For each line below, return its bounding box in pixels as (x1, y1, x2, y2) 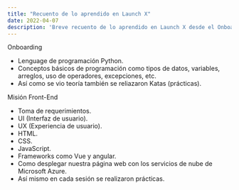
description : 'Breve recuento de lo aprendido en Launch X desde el (7, 23, 215, 30)
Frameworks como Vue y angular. (17, 152, 117, 160)
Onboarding (7, 43, 43, 52)
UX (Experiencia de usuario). (17, 122, 102, 130)
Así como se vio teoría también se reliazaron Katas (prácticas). (17, 79, 201, 88)
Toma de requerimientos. (17, 107, 92, 116)
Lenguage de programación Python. (17, 57, 124, 65)
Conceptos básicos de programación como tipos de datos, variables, (17, 65, 221, 73)
